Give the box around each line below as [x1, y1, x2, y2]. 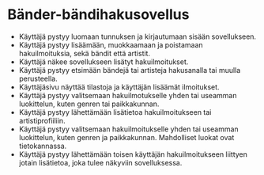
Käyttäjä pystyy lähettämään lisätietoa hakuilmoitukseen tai [18, 107, 212, 116]
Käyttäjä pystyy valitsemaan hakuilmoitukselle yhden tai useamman [18, 124, 239, 134]
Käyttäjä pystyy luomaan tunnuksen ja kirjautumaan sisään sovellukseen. [18, 32, 257, 41]
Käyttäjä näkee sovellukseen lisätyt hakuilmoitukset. [18, 57, 189, 67]
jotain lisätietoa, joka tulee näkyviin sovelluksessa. [18, 158, 183, 167]
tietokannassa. [18, 141, 67, 150]
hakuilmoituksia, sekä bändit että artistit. [18, 48, 151, 58]
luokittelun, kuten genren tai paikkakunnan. [18, 99, 160, 108]
